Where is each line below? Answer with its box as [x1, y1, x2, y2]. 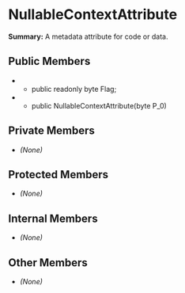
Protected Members [8, 168, 109, 181]
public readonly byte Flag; [31, 84, 117, 93]
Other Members [8, 256, 89, 269]
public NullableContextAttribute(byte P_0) [31, 101, 168, 110]
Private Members [8, 124, 95, 138]
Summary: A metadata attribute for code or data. [8, 32, 168, 41]
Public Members [8, 55, 91, 68]
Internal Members [8, 211, 98, 225]
